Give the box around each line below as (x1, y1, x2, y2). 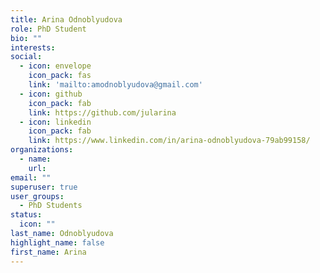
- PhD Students (19, 201, 83, 211)
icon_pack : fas (28, 71, 92, 81)
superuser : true (10, 182, 78, 192)
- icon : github (19, 89, 83, 99)
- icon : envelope (19, 61, 92, 71)
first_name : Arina (10, 247, 87, 257)
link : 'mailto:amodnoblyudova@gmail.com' (28, 80, 203, 90)
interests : (10, 42, 56, 53)
